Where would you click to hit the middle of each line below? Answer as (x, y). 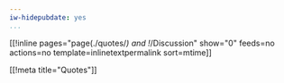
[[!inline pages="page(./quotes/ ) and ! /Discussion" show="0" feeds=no (142, 43)
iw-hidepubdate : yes (48, 17)
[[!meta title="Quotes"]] (53, 70)
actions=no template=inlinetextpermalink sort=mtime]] (110, 52)
